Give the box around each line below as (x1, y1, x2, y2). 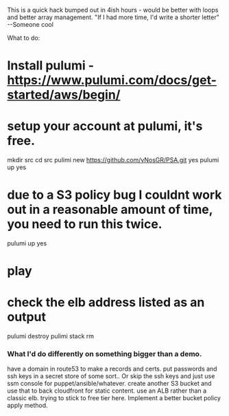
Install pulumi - (7, 58, 95, 74)
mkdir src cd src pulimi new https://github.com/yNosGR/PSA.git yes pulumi (7, 156, 219, 164)
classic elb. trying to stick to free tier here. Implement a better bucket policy (7, 394, 221, 402)
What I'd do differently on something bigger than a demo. (7, 349, 202, 359)
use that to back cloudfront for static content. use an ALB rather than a (7, 386, 207, 395)
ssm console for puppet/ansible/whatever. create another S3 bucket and (7, 380, 212, 388)
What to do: (7, 34, 40, 42)
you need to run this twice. (7, 217, 162, 232)
